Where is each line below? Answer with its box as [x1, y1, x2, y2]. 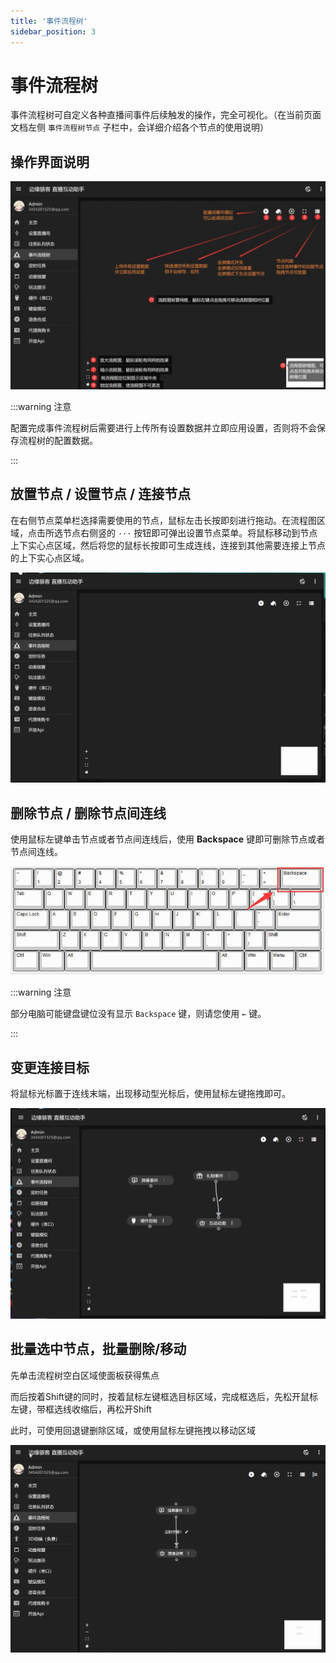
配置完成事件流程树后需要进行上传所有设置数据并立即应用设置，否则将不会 [10, 421, 317, 434]
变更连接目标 [10, 1059, 90, 1076]
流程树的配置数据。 [18, 434, 98, 446]
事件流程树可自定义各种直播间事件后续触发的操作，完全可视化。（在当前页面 [10, 109, 322, 121]
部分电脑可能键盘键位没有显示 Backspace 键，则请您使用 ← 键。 [10, 1008, 267, 1020]
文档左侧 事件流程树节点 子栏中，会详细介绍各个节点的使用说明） [10, 121, 270, 134]
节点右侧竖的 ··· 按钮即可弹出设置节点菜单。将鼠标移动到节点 [62, 526, 318, 539]
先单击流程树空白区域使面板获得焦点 [10, 1369, 160, 1381]
